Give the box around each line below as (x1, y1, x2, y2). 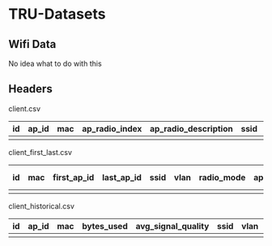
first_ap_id (52, 171, 95, 183)
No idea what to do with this (8, 58, 103, 68)
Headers (8, 82, 53, 96)
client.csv (8, 103, 41, 114)
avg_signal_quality (135, 220, 210, 231)
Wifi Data (8, 37, 57, 51)
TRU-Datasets (8, 5, 106, 24)
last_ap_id (102, 171, 142, 183)
